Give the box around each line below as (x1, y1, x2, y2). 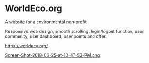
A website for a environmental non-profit (5, 19, 87, 25)
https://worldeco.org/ (5, 43, 48, 48)
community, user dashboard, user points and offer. (5, 33, 107, 39)
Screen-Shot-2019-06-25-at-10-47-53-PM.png (5, 52, 100, 58)
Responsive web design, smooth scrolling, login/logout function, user (5, 28, 144, 34)
